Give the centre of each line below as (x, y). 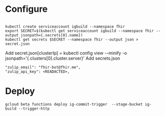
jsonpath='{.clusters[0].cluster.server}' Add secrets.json (63, 58)
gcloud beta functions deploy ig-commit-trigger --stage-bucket (74, 104)
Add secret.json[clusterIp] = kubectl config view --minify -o (66, 53)
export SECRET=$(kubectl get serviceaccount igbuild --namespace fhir (80, 31)
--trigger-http (34, 109)
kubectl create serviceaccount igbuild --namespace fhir (65, 26)
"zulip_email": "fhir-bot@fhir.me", (43, 67)
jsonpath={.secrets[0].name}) (52, 35)
